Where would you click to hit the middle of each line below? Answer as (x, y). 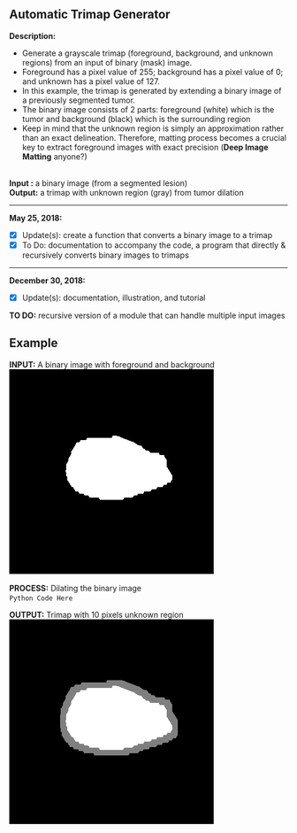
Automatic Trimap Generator (90, 15)
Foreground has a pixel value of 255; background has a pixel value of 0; (152, 72)
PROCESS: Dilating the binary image (75, 588)
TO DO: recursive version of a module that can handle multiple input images (147, 315)
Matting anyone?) (54, 156)
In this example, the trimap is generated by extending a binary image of (152, 90)
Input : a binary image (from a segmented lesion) (99, 183)
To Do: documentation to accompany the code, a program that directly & (154, 245)
